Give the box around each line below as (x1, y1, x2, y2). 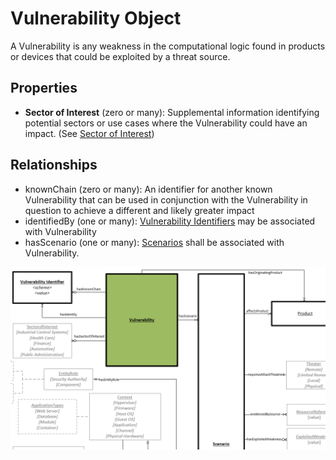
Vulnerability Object (10, 7, 182, 30)
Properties (10, 80, 78, 97)
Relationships (10, 157, 98, 174)
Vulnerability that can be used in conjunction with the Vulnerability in (24, 193, 308, 206)
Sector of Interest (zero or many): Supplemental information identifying (24, 106, 320, 118)
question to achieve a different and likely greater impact (24, 204, 255, 216)
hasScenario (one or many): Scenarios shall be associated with (24, 236, 285, 248)
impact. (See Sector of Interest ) (24, 127, 155, 139)
